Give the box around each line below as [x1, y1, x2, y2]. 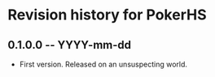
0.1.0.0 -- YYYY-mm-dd [7, 38, 132, 52]
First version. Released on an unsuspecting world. [19, 59, 188, 69]
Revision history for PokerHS [7, 6, 207, 24]
